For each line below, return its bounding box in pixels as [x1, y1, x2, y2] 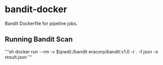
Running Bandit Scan [5, 35, 73, 44]
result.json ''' [5, 54, 33, 60]
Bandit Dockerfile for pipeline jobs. [5, 20, 78, 26]
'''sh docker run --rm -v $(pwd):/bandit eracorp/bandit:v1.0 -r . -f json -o [5, 48, 158, 54]
